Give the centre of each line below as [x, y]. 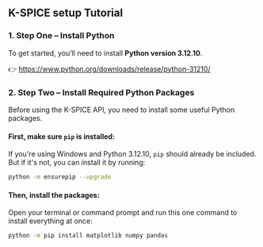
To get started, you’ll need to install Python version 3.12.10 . [105, 53]
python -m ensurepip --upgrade [60, 177]
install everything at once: [50, 221]
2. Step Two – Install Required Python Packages [101, 92]
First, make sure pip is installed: [62, 136]
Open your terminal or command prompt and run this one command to [123, 213]
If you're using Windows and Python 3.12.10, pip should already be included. [132, 154]
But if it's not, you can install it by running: [77, 163]
